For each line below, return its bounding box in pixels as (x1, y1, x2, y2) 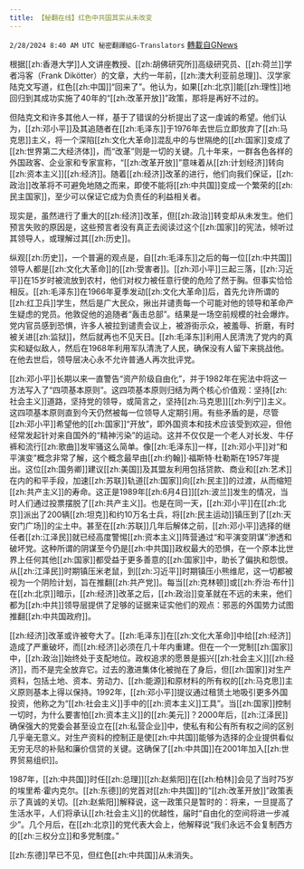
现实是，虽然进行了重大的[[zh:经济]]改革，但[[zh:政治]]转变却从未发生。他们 (9, 210, 293, 221)
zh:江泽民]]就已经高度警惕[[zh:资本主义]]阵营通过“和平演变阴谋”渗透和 (31, 531, 292, 542)
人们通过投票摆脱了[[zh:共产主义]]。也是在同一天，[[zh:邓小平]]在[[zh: (16, 497, 279, 508)
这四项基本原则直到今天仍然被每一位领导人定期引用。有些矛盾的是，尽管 (9, 406, 279, 417)
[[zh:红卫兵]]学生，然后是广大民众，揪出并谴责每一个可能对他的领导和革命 (9, 297, 287, 308)
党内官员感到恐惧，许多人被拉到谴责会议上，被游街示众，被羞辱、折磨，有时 (9, 320, 295, 330)
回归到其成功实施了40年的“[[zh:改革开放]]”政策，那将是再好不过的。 (9, 92, 264, 103)
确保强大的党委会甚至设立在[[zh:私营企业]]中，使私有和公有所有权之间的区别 (9, 721, 294, 731)
